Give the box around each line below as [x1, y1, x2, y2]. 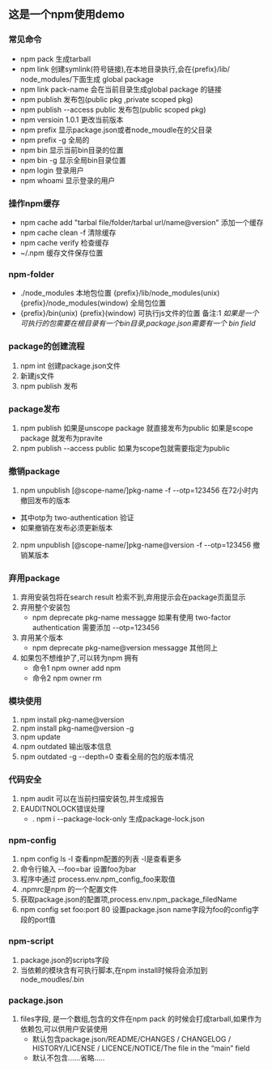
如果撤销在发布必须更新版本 [19, 523, 113, 533]
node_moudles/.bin [19, 974, 85, 984]
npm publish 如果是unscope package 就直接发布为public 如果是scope [19, 423, 253, 433]
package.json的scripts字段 [19, 955, 109, 965]
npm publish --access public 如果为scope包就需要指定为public [19, 443, 231, 453]
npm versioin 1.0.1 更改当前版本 [19, 114, 124, 124]
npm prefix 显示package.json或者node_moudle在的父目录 [19, 125, 213, 134]
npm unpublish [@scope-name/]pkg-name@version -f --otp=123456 [19, 540, 252, 550]
